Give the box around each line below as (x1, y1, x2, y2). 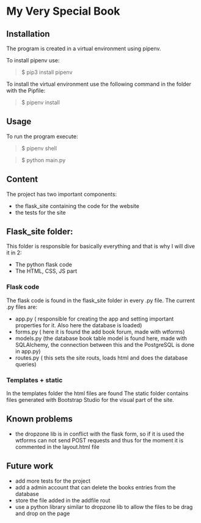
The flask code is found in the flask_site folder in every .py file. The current (6, 297, 196, 304)
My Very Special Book (6, 4, 120, 18)
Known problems (6, 414, 73, 425)
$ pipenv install (21, 99, 60, 106)
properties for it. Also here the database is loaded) (15, 321, 142, 328)
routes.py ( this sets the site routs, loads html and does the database (15, 354, 188, 362)
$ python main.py (21, 156, 66, 163)
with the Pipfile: (6, 87, 46, 94)
